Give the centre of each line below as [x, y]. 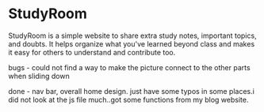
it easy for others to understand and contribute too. [92, 52]
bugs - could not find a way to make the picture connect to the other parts [130, 67]
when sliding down [39, 76]
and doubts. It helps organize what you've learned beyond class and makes [132, 43]
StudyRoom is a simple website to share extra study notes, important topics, [132, 35]
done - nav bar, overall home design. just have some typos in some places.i [132, 91]
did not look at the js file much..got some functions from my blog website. [128, 99]
